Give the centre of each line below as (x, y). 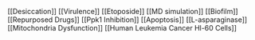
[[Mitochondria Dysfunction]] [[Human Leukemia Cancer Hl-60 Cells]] (122, 28)
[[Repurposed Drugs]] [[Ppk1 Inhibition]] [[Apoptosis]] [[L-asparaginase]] (127, 20)
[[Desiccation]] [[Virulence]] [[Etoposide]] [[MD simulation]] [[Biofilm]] (123, 11)
